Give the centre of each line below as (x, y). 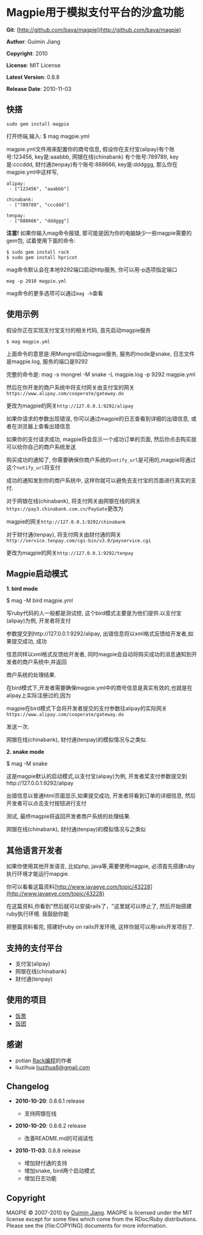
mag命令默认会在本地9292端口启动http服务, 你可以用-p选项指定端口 (92, 270)
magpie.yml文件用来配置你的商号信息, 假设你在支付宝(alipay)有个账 (91, 149)
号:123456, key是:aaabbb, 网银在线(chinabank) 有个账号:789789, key (92, 157)
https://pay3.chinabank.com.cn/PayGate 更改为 (65, 508)
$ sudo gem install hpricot (42, 257)
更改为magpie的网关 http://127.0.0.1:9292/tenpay (70, 553)
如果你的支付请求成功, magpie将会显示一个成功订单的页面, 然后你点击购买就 (101, 439)
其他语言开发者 (34, 850)
